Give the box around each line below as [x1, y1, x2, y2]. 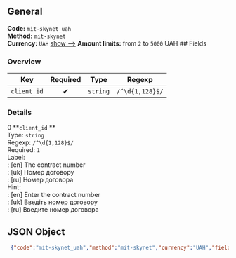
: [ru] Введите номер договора [7, 205, 100, 214]
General [7, 6, 44, 18]
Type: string [7, 131, 44, 140]
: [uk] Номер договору [7, 168, 74, 177]
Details [7, 108, 32, 118]
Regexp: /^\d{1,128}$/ [7, 138, 74, 147]
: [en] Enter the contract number [7, 191, 100, 199]
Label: [7, 154, 25, 162]
